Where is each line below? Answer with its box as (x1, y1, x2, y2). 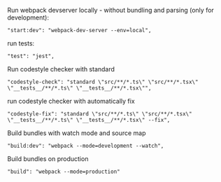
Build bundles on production (7, 155, 89, 163)
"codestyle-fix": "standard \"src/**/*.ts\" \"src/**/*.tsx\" (7, 111, 192, 118)
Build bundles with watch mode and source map (7, 129, 146, 137)
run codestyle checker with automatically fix (7, 97, 135, 105)
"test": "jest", (7, 52, 55, 59)
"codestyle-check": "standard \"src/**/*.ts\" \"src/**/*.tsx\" (7, 78, 199, 85)
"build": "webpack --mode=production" (7, 168, 120, 175)
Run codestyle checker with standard (7, 65, 115, 73)
